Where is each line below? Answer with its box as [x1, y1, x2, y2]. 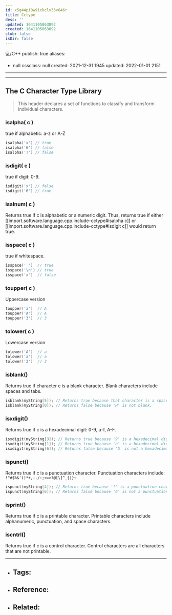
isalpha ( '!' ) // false [5, 150, 54, 155]
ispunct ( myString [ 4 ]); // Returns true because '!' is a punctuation [5, 484, 157, 489]
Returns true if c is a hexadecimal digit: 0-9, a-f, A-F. [5, 427, 116, 433]
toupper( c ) [5, 284, 35, 291]
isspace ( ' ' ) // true [5, 263, 54, 268]
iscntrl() [5, 531, 26, 538]
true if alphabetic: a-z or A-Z [5, 130, 66, 136]
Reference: [12, 585, 49, 594]
